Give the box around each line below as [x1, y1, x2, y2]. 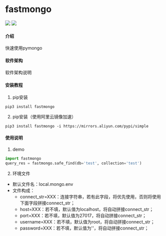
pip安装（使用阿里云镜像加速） [12, 113, 76, 120]
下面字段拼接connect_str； [19, 200, 75, 206]
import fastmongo [5, 156, 41, 161]
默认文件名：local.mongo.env [12, 181, 73, 187]
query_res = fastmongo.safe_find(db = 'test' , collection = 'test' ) [5, 161, 142, 166]
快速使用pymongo [5, 45, 42, 51]
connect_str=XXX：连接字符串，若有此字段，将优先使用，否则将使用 [19, 193, 161, 199]
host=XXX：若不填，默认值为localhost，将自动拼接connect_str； [19, 206, 154, 212]
